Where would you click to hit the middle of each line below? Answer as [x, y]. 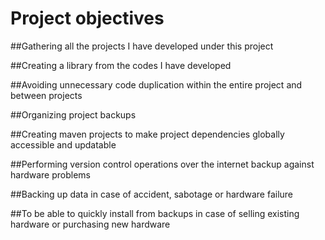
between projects [46, 95]
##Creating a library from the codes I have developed [121, 65]
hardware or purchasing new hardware [90, 224]
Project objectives [87, 18]
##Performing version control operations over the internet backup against [162, 164]
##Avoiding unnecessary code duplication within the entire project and [156, 84]
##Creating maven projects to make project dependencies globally [147, 134]
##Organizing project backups [73, 114]
